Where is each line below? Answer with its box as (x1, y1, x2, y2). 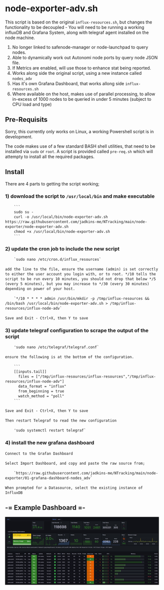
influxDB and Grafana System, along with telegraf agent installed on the (5, 29, 149, 35)
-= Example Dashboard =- (5, 503, 85, 512)
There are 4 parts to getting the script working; (5, 181, 100, 186)
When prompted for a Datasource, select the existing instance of (5, 485, 143, 490)
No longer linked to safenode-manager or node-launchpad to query (12, 44, 148, 50)
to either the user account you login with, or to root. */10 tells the (5, 272, 156, 277)
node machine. (5, 35, 35, 41)
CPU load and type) (12, 101, 52, 107)
